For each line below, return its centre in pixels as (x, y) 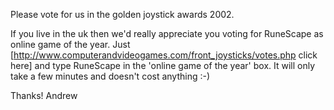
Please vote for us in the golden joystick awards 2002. (122, 14)
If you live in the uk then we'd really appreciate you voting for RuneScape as (167, 33)
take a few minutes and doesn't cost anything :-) (110, 76)
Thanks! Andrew (44, 95)
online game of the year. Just (70, 44)
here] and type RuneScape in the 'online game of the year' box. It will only (163, 65)
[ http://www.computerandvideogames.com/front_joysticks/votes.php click (164, 55)
